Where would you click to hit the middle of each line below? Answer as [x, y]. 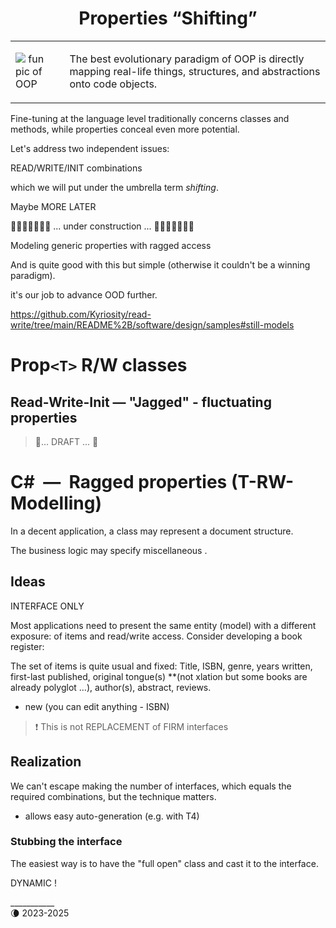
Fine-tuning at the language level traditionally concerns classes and [150, 118]
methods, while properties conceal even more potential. [125, 129]
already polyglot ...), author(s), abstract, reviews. [111, 687]
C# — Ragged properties [119, 482]
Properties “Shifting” [168, 18]
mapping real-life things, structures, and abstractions [195, 71]
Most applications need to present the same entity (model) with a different [163, 625]
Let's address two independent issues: [90, 148]
